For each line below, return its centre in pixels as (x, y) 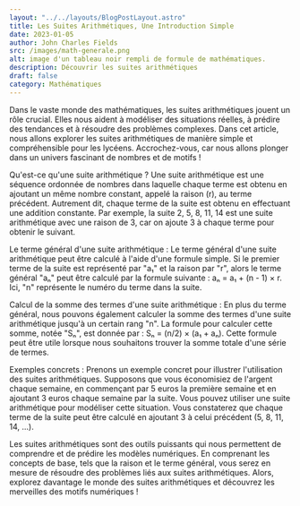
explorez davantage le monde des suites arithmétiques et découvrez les (142, 482)
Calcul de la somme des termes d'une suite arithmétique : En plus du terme (148, 304)
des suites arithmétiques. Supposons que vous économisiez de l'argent (141, 379)
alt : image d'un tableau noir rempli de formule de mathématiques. (138, 59)
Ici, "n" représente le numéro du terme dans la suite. (106, 287)
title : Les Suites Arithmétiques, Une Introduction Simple (122, 26)
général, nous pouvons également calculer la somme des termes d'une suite (150, 313)
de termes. (29, 352)
